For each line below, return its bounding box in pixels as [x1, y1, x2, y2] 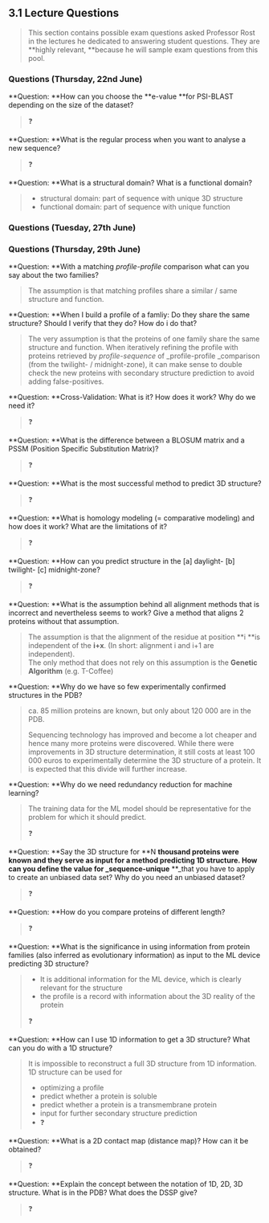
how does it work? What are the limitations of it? [8, 522, 168, 532]
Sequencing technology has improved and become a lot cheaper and [27, 730, 257, 740]
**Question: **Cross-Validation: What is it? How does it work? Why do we [8, 393, 256, 402]
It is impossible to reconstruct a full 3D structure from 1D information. [27, 1059, 257, 1069]
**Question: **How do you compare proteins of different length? [8, 907, 226, 917]
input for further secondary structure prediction [39, 1108, 198, 1119]
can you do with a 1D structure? [8, 1043, 113, 1053]
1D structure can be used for [27, 1067, 123, 1077]
